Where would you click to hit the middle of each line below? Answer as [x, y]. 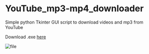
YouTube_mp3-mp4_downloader [74, 9]
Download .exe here [26, 37]
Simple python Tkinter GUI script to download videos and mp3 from [74, 22]
